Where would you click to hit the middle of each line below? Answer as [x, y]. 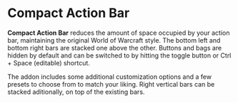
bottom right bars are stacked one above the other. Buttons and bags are [115, 48]
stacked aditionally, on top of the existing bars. [76, 92]
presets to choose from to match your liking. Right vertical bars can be [111, 84]
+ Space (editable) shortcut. [49, 63]
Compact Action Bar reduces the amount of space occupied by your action [119, 33]
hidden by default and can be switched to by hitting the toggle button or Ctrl [119, 55]
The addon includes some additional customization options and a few [110, 77]
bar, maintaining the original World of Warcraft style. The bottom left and [114, 40]
